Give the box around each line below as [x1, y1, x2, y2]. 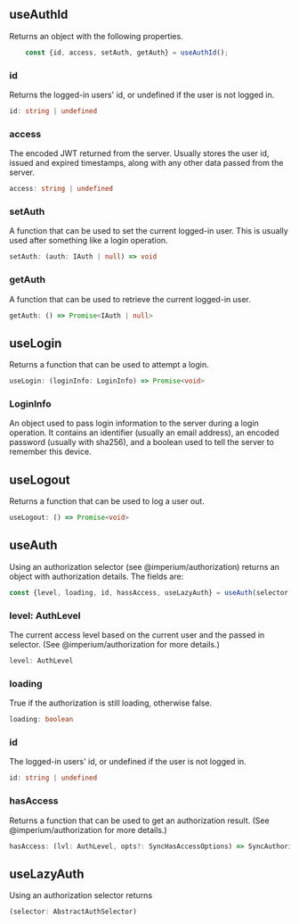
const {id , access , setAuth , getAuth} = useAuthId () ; [25, 48, 229, 57]
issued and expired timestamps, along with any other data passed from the [9, 158, 284, 169]
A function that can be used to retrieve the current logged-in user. [9, 293, 251, 304]
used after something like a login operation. [9, 235, 168, 246]
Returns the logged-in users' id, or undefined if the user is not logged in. [9, 89, 275, 100]
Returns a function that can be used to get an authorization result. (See [9, 815, 270, 826]
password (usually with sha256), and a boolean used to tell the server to [9, 437, 274, 448]
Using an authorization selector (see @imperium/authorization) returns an [9, 561, 280, 572]
